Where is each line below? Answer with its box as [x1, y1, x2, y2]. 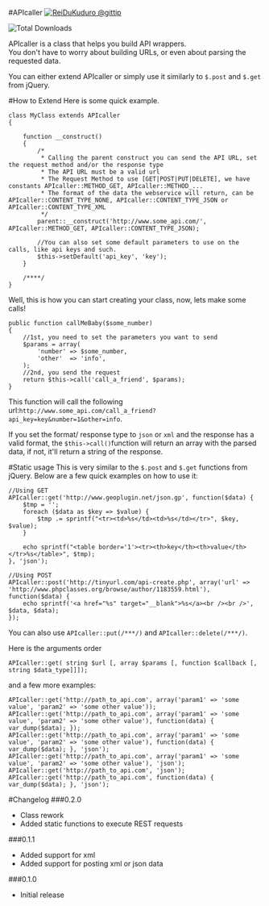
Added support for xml [19, 850, 96, 859]
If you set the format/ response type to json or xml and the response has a [8, 430, 255, 439]
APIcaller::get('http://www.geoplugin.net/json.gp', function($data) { [8, 494, 254, 502]
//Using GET [8, 486, 48, 495]
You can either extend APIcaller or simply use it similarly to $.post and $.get [8, 72, 262, 81]
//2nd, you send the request [23, 369, 121, 377]
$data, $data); [8, 607, 60, 615]
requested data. [8, 56, 61, 65]
